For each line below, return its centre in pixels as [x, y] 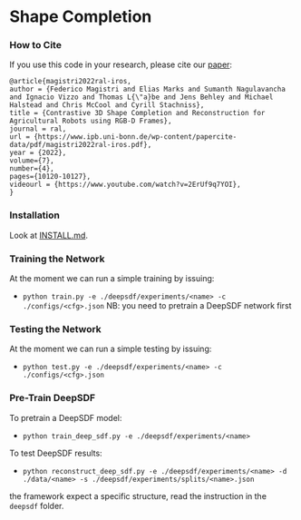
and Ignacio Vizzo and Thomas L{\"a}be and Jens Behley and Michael [141, 97]
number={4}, [32, 169]
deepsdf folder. [37, 505]
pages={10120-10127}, [50, 177]
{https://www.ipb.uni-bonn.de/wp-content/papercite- [135, 137]
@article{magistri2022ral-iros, [70, 82]
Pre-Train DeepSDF [53, 398]
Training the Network [57, 259]
